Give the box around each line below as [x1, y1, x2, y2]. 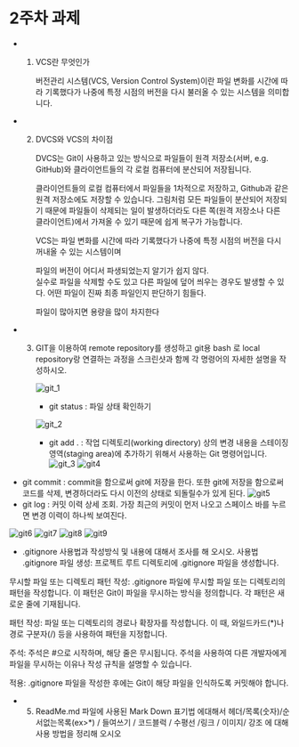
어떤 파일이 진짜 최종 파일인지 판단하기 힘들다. [47, 287, 206, 298]
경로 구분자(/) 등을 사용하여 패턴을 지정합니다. [9, 629, 167, 639]
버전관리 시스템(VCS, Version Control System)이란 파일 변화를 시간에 [35, 75, 279, 85]
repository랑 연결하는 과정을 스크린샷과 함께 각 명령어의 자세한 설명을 [35, 353, 278, 364]
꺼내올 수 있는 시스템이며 [35, 246, 122, 256]
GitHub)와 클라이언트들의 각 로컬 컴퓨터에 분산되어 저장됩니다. [35, 164, 252, 175]
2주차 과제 [9, 8, 81, 28]
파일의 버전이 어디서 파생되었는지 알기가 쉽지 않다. [35, 264, 209, 276]
